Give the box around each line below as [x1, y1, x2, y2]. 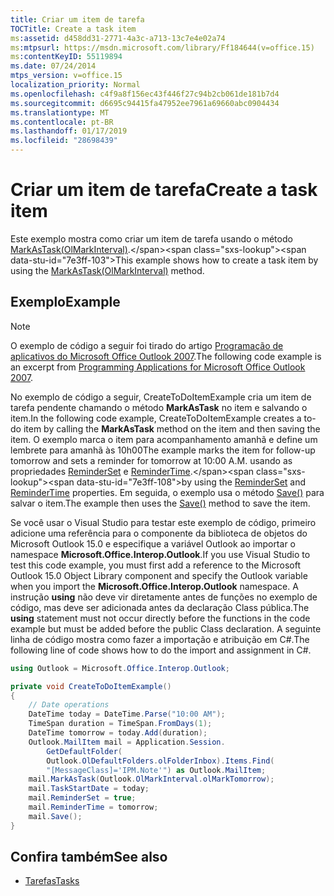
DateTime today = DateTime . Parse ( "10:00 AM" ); [28, 709, 226, 720]
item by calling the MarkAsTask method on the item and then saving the [23, 422, 321, 435]
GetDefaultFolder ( [46, 746, 123, 756]
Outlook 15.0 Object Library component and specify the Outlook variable [10, 569, 308, 581]
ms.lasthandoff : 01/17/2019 [10, 126, 128, 136]
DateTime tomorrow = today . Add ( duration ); [28, 728, 208, 738]
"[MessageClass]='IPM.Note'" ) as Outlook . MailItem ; [46, 765, 267, 775]
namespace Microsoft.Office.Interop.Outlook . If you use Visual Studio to [10, 548, 311, 560]
